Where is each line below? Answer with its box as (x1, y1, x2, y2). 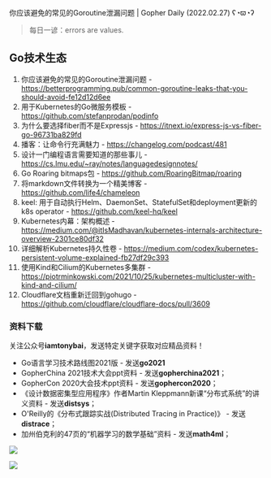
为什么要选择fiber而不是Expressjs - (20, 120, 139, 130)
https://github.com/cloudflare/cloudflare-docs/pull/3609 (20, 298, 210, 308)
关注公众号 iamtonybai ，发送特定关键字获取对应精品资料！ (9, 341, 205, 350)
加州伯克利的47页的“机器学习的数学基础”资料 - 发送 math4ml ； (20, 429, 231, 439)
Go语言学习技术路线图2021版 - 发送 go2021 (20, 358, 166, 368)
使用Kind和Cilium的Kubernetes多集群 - (20, 262, 151, 272)
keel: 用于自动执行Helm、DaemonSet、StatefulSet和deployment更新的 (20, 197, 258, 206)
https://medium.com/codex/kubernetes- (123, 243, 259, 253)
